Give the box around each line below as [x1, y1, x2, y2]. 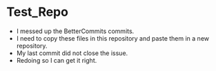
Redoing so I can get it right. [16, 56, 97, 64]
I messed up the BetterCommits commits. [16, 27, 135, 35]
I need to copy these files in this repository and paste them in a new [16, 34, 210, 42]
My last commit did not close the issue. [16, 49, 128, 57]
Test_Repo [6, 4, 68, 20]
